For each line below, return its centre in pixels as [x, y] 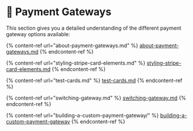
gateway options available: [38, 34]
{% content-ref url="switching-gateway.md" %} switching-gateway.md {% [96, 98]
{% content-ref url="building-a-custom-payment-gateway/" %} [82, 115]
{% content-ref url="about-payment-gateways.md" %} [72, 45]
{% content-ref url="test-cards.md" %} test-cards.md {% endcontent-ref [94, 80]
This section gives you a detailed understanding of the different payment [94, 28]
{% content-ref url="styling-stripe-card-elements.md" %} [76, 63]
